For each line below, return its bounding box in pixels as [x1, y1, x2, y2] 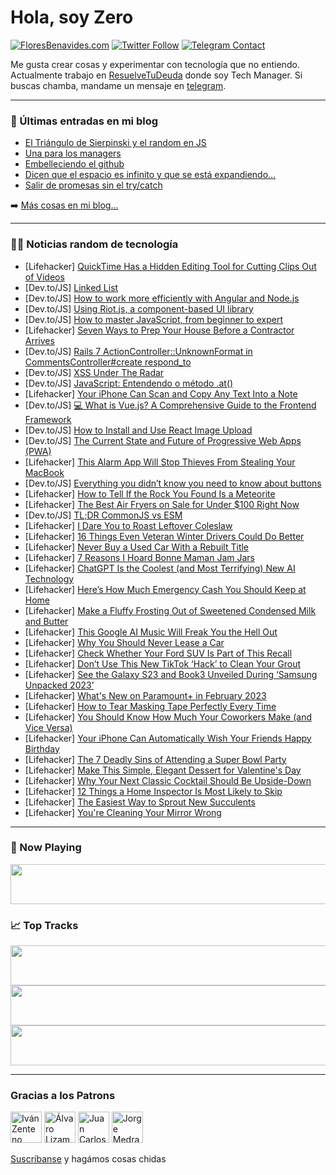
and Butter [24, 615, 69, 627]
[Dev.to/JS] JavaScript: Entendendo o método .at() [24, 377, 234, 389]
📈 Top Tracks [10, 918, 79, 932]
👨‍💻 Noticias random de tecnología [10, 237, 179, 251]
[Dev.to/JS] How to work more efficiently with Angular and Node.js [24, 292, 300, 304]
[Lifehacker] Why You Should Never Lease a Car [24, 636, 225, 648]
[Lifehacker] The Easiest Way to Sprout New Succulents [24, 796, 256, 808]
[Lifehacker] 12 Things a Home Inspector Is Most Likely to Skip [24, 785, 283, 797]
